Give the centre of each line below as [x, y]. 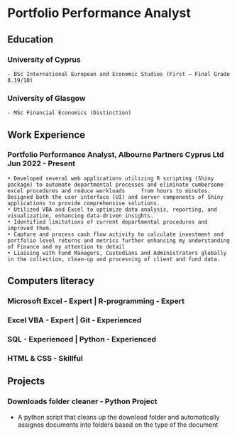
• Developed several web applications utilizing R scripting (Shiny [111, 178]
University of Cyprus [44, 60]
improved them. [30, 228]
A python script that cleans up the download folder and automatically [118, 417]
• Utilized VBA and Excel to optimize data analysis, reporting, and [112, 209]
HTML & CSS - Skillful [45, 358]
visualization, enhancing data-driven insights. [81, 216]
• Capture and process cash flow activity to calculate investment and [115, 234]
